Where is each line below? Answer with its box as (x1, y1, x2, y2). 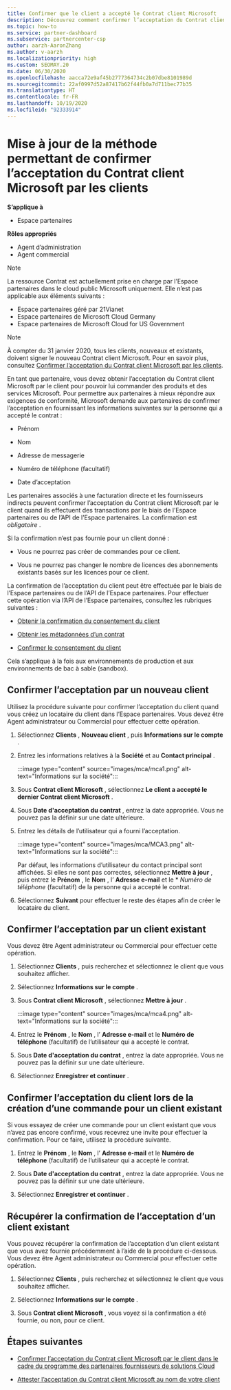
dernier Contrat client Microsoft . (16, 793, 113, 801)
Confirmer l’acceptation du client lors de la (7, 1091, 194, 1104)
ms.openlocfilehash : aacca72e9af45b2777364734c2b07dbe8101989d (7, 74, 192, 81)
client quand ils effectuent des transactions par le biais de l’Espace (7, 506, 197, 514)
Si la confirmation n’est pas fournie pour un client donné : (7, 534, 170, 542)
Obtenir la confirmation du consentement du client (16, 617, 160, 625)
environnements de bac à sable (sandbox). (7, 664, 129, 673)
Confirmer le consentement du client (16, 643, 122, 652)
